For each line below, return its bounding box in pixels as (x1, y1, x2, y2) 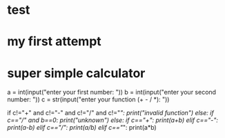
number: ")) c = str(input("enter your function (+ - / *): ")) (7, 95, 170, 103)
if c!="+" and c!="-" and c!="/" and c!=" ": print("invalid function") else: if (7, 109, 214, 117)
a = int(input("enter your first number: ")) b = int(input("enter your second (7, 88, 216, 97)
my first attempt (7, 34, 101, 50)
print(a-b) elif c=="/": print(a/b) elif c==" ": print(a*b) (7, 124, 157, 132)
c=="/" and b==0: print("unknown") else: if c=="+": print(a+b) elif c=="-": (7, 116, 219, 124)
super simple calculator (7, 65, 146, 81)
